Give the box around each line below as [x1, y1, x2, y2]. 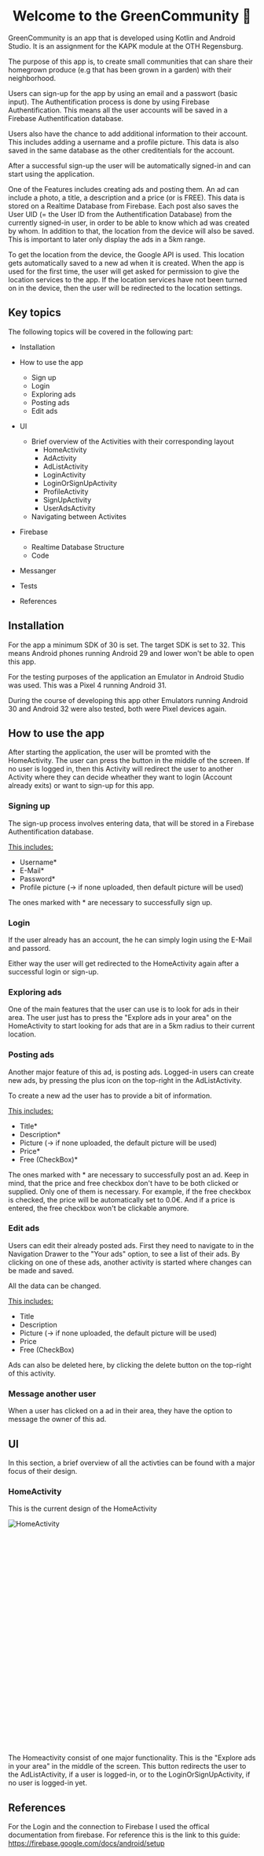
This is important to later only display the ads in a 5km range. [8, 234, 206, 244]
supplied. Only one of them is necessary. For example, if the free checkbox [8, 1187, 251, 1196]
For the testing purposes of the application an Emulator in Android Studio [8, 672, 245, 681]
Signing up [8, 801, 50, 812]
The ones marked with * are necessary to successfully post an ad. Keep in [8, 1169, 249, 1179]
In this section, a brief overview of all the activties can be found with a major [8, 1458, 255, 1467]
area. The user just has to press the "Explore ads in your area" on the [8, 1013, 232, 1022]
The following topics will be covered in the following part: [8, 326, 194, 337]
